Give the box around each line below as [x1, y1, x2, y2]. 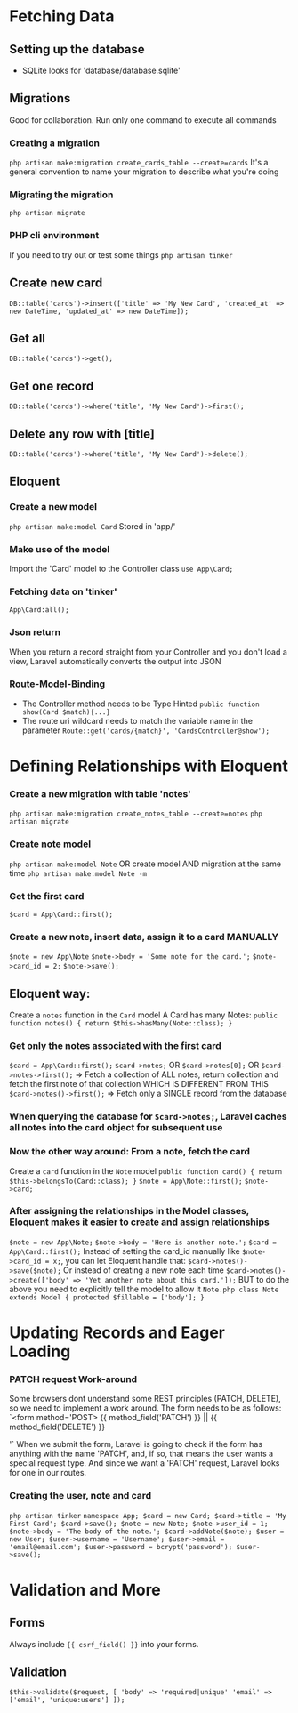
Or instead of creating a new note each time [63, 1265, 224, 1275]
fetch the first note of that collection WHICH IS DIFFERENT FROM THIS [9, 1079, 269, 1090]
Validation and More [9, 1580, 162, 1600]
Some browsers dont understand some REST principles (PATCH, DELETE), [9, 1394, 282, 1404]
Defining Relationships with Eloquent [9, 756, 289, 776]
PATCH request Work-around [9, 1372, 138, 1385]
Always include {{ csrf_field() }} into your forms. [9, 1638, 199, 1649]
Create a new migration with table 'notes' [9, 787, 191, 800]
